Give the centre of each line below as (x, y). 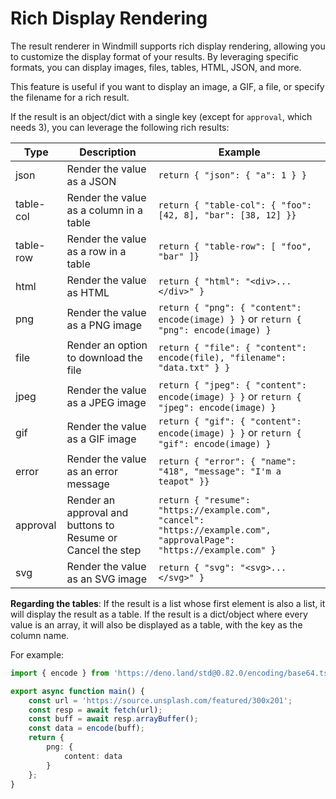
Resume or (92, 537)
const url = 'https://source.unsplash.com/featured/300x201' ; (160, 700)
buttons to (90, 525)
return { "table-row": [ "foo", (235, 246)
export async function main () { (77, 691)
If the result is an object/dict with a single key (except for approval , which (161, 116)
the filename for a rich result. (70, 97)
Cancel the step (104, 550)
